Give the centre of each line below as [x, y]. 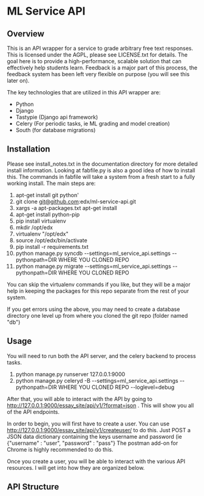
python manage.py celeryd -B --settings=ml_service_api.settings [97, 380]
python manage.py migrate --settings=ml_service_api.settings [93, 266]
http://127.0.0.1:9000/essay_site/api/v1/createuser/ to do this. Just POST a [99, 430]
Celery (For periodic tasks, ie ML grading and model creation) [93, 124]
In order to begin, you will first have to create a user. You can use [88, 424]
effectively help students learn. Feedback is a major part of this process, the [102, 68]
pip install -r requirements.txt [52, 246]
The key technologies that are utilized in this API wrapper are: [84, 92]
